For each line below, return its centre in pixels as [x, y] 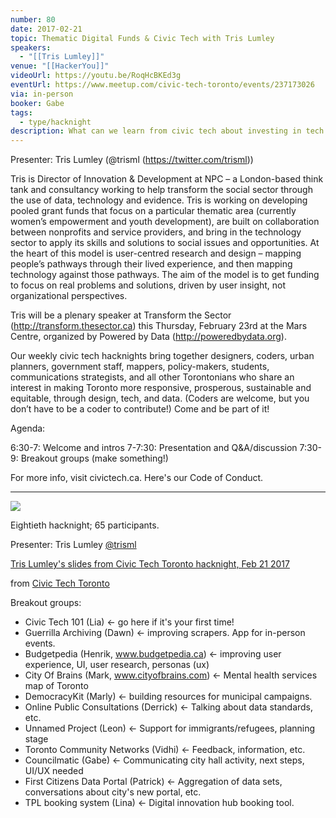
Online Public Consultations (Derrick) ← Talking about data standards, [169, 707]
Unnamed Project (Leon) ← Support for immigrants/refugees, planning [170, 728]
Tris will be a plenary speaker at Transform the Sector [121, 315]
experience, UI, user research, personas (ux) [117, 665]
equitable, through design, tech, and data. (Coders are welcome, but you [160, 398]
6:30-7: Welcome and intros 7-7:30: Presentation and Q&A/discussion [154, 448]
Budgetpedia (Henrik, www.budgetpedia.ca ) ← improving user [153, 654]
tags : [21, 112]
